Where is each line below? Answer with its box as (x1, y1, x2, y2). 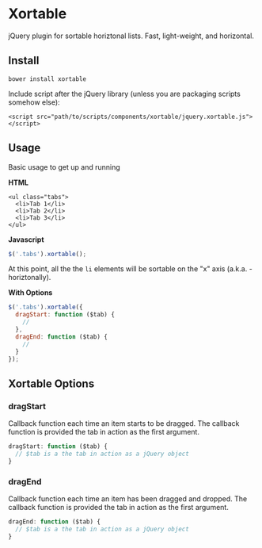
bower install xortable (8, 75, 87, 83)
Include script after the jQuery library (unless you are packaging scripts (8, 89, 241, 98)
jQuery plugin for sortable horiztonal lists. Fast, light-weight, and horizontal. (8, 31, 255, 40)
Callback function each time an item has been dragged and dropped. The (8, 494, 248, 504)
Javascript (8, 235, 45, 244)
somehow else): (8, 97, 61, 107)
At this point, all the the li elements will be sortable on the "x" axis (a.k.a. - (8, 264, 253, 274)
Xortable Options (8, 377, 95, 390)
